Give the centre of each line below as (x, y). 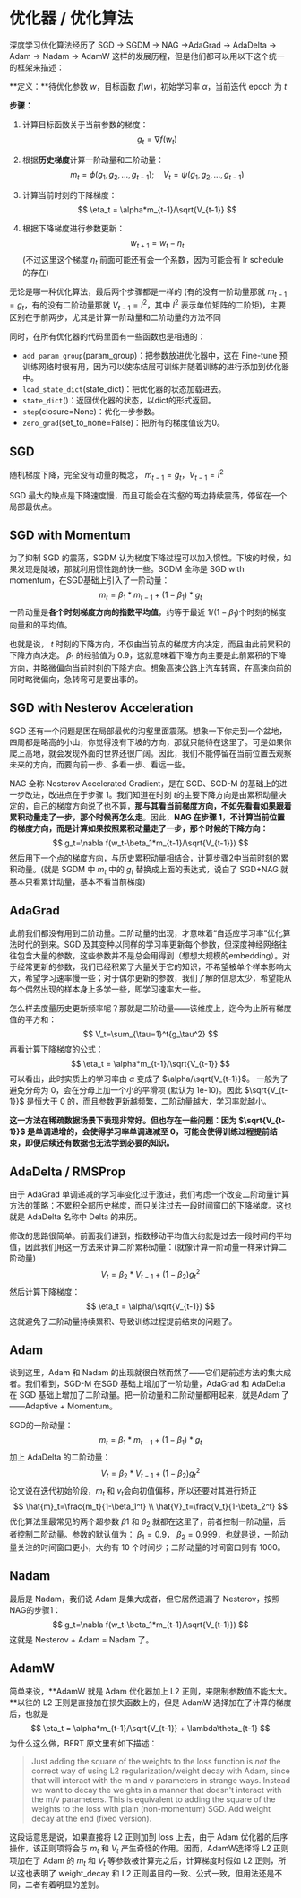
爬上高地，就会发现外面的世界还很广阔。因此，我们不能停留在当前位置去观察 (150, 753)
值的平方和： (33, 1019)
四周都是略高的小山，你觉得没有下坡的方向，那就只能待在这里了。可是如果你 (150, 741)
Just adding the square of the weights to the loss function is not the (156, 1761)
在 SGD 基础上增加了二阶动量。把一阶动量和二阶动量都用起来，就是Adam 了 (149, 1395)
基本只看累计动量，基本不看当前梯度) (77, 882)
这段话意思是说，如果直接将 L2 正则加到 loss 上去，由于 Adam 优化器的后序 (149, 1837)
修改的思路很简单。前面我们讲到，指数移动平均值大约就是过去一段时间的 (142, 1236)
